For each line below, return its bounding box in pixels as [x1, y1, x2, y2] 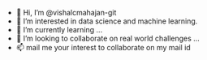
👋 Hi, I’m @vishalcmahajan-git [15, 8, 117, 17]
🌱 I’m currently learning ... [15, 25, 103, 34]
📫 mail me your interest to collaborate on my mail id [15, 43, 191, 52]
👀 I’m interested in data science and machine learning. [15, 16, 198, 26]
